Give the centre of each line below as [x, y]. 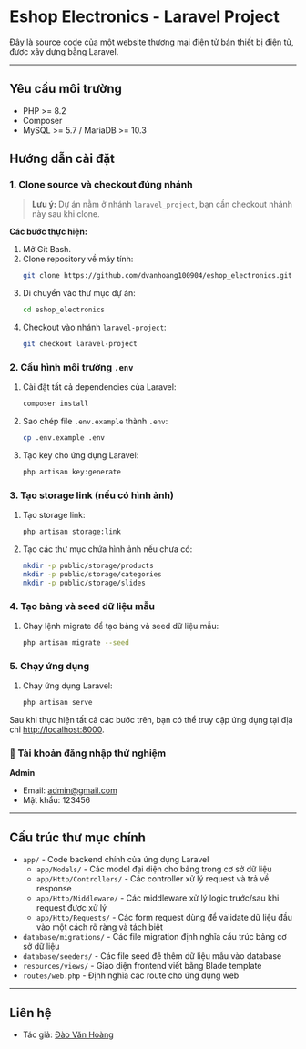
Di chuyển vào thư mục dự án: [79, 293]
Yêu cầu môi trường [66, 89]
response [54, 889]
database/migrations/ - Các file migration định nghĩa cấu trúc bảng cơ [154, 937]
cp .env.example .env [63, 438]
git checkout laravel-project [80, 344]
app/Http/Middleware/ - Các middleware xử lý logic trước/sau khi [158, 898]
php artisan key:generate [71, 472]
